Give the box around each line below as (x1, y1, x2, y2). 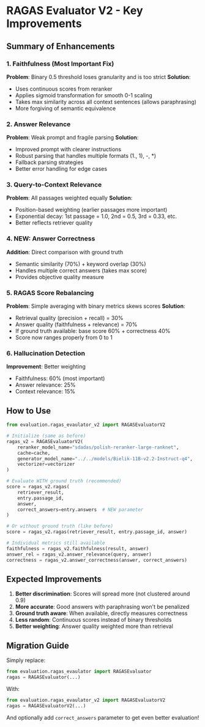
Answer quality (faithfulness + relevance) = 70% (15, 321, 138, 328)
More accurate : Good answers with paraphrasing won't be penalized (15, 603, 190, 611)
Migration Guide (6, 640, 69, 651)
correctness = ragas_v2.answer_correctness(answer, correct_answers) (6, 557, 188, 563)
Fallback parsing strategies (15, 158, 84, 166)
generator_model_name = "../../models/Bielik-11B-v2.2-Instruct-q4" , (17, 455, 193, 462)
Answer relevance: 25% (15, 381, 76, 389)
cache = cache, (17, 450, 51, 456)
